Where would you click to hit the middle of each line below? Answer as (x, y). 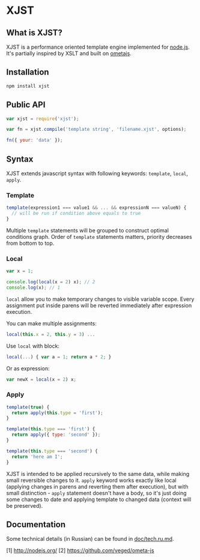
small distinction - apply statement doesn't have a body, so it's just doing (97, 493)
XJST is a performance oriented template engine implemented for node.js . (98, 47)
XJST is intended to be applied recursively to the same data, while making (98, 474)
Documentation (36, 524)
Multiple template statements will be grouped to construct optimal (88, 230)
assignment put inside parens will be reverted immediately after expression (99, 305)
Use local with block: (33, 346)
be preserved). (25, 505)
